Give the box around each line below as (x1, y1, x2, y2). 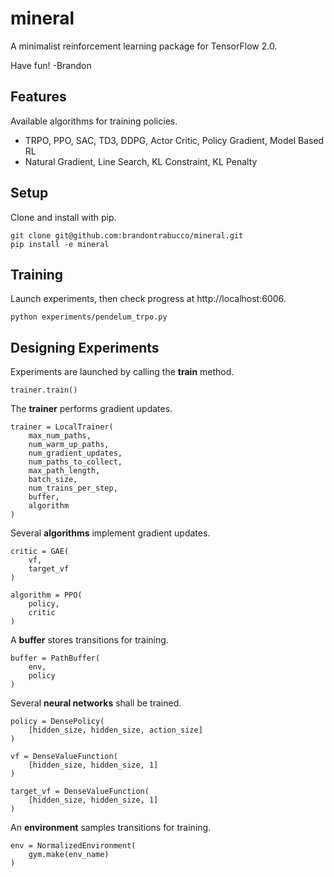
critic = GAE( (10, 547, 70, 557)
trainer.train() (10, 385, 78, 396)
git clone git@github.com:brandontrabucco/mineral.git (10, 230, 244, 241)
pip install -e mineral (10, 239, 110, 249)
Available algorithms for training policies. (10, 115, 178, 127)
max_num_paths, (28, 431, 92, 441)
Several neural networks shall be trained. (10, 697, 182, 709)
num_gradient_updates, (28, 448, 123, 459)
